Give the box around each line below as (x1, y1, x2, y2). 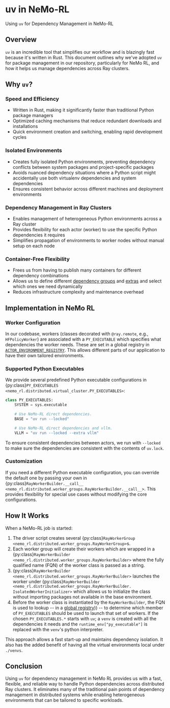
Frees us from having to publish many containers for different (12, 267, 141, 273)
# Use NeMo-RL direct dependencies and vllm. (14, 426, 113, 431)
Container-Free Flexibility (5, 255, 70, 262)
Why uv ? (5, 80, 33, 89)
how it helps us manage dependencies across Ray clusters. (5, 65, 130, 71)
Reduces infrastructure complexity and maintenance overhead (12, 289, 144, 295)
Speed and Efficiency (5, 96, 60, 103)
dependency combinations (12, 273, 69, 279)
